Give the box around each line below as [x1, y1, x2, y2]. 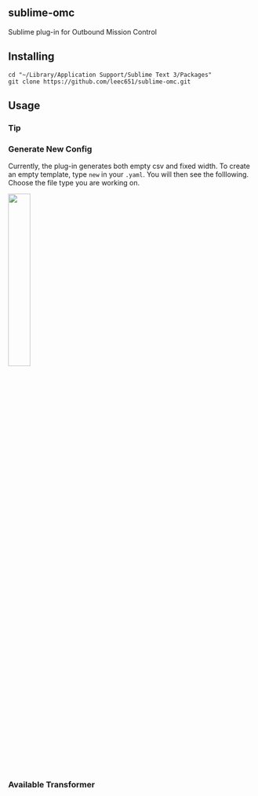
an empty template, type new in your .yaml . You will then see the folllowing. [8, 170, 249, 179]
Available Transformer [8, 779, 96, 790]
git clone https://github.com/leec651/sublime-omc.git [8, 78, 191, 86]
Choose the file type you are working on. [8, 178, 140, 188]
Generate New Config [8, 143, 93, 154]
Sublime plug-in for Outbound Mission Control [8, 27, 157, 36]
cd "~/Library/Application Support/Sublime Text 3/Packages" [8, 71, 213, 79]
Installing [8, 50, 55, 64]
